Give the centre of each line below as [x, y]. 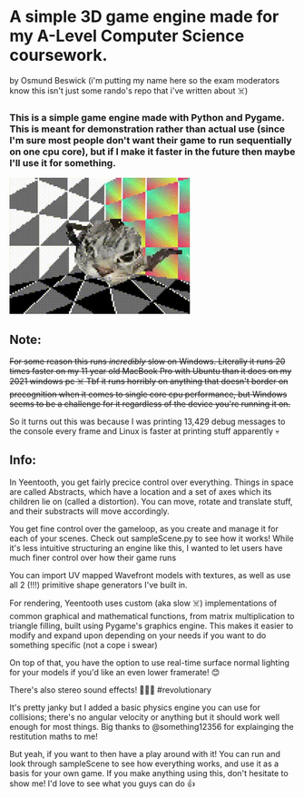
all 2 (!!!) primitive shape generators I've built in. [98, 585]
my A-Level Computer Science [127, 36]
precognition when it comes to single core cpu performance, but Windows [148, 394]
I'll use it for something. [63, 163]
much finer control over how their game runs [93, 557]
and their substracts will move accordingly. [89, 511]
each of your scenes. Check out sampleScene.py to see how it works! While [152, 538]
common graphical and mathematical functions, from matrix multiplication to [152, 616]
